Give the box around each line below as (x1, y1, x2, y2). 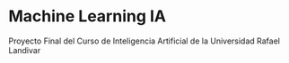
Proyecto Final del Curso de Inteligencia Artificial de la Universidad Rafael (8, 35, 280, 46)
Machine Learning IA (8, 6, 167, 27)
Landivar (8, 44, 41, 55)
